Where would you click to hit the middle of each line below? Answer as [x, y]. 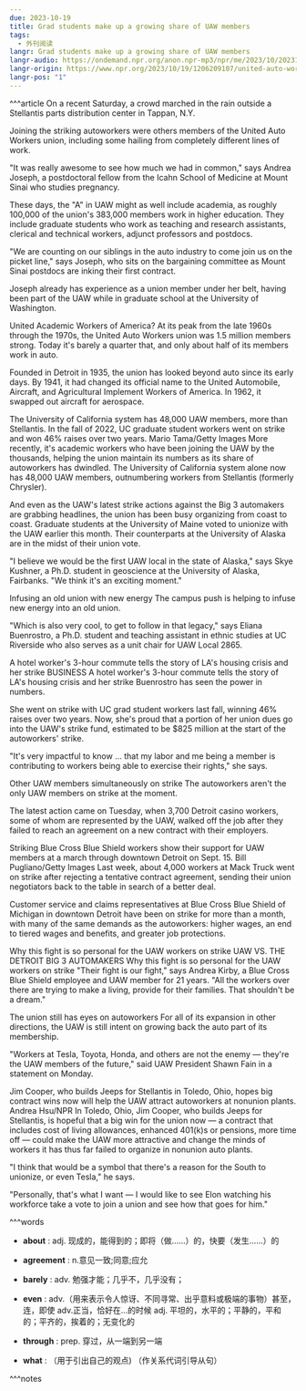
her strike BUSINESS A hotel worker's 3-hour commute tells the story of [144, 672]
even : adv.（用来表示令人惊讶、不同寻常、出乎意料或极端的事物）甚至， [159, 1298]
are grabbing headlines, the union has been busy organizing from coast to [148, 514]
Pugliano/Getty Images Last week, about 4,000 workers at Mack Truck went [152, 867]
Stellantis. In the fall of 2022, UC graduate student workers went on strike [147, 429]
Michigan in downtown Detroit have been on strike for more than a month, [148, 914]
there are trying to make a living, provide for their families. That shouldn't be [152, 990]
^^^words [27, 1221]
